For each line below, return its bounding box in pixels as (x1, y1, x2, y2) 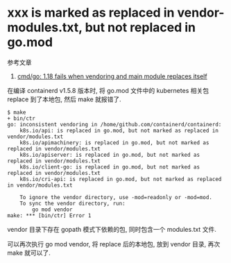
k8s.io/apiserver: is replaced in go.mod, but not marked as (19, 151, 200, 158)
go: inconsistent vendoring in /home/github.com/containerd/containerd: (7, 121, 222, 128)
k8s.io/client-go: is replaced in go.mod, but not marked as (19, 163, 200, 171)
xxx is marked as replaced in (7, 5, 175, 21)
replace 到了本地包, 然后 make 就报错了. (7, 95, 121, 103)
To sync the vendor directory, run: (19, 200, 126, 207)
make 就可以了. (7, 248, 51, 257)
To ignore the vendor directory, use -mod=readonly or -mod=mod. (19, 194, 213, 201)
